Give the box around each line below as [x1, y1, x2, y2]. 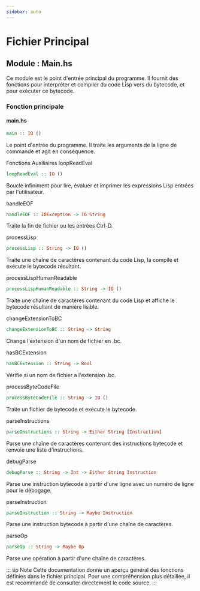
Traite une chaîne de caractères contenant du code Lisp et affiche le [6, 297, 175, 304]
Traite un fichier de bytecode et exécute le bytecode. [6, 405, 137, 413]
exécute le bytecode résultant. [6, 262, 81, 270]
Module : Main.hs [6, 58, 73, 69]
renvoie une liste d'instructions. [6, 446, 84, 453]
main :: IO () [6, 130, 42, 136]
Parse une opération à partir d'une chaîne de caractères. [6, 555, 146, 562]
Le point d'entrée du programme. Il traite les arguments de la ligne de [6, 141, 177, 148]
